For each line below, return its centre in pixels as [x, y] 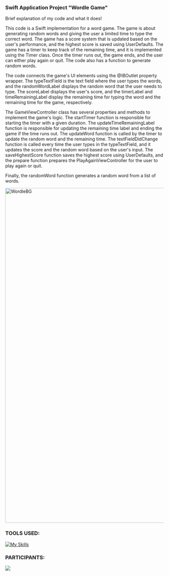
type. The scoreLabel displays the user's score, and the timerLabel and [79, 92]
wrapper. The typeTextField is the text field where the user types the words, [84, 81]
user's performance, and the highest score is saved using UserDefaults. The [84, 44]
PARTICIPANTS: [25, 557]
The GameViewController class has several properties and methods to [78, 112]
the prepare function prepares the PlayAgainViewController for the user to [82, 161]
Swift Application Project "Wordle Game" [57, 8]
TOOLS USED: [23, 533]
